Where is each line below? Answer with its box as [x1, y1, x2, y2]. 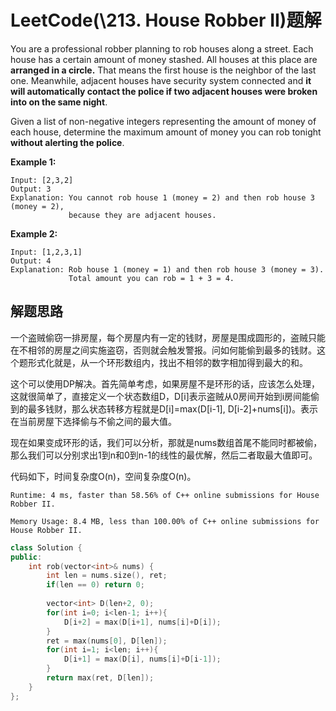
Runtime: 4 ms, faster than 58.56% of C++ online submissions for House [10, 490, 320, 500]
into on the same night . [10, 96, 108, 108]
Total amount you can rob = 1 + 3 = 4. [68, 273, 235, 283]
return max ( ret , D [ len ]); [46, 673, 155, 683]
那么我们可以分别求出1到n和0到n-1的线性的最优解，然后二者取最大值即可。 [10, 449, 318, 461]
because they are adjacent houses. [68, 210, 217, 220]
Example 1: [10, 156, 57, 168]
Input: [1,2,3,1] [10, 247, 83, 257]
